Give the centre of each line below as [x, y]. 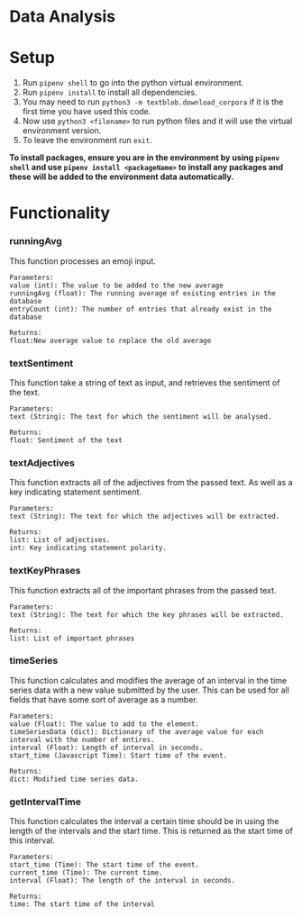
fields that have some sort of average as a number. [104, 699]
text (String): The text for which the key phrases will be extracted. [146, 614]
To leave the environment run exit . [87, 141]
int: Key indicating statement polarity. [88, 548]
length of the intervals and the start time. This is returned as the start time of [151, 831]
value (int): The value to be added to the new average [116, 286]
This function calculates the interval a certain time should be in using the [144, 821]
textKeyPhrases [45, 571]
